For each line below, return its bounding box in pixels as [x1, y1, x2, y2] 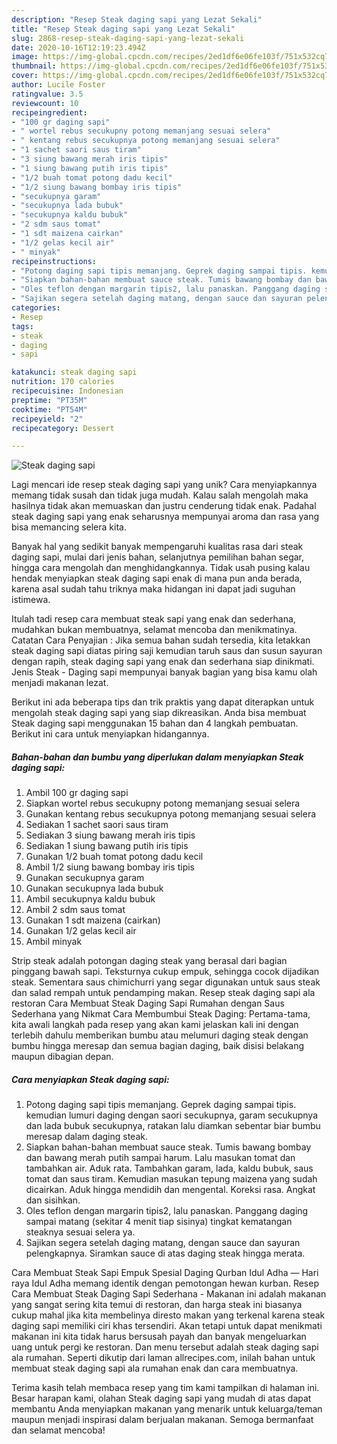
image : [11, 52, 39, 62]
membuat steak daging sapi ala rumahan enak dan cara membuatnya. [11, 1362, 299, 1375]
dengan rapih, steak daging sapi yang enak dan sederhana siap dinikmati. [11, 656, 315, 668]
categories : [11, 303, 61, 313]
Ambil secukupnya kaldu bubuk [25, 893, 156, 905]
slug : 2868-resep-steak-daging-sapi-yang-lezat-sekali [11, 33, 245, 43]
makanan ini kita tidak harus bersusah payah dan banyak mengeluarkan [11, 1331, 307, 1343]
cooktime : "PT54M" [11, 404, 88, 415]
